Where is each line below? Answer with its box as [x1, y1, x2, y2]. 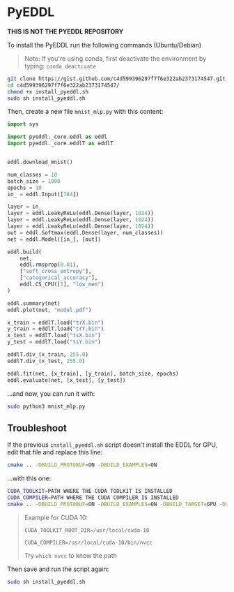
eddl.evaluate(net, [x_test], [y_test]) [7, 376, 127, 384]
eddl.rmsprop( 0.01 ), [19, 261, 79, 269]
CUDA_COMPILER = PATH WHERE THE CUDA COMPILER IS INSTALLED [7, 494, 179, 501]
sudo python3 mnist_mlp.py [7, 403, 86, 410]
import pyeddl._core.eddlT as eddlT [7, 140, 114, 147]
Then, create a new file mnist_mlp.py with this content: [7, 108, 164, 116]
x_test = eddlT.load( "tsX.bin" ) [7, 332, 101, 339]
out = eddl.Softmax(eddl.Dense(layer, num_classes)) [7, 229, 164, 236]
